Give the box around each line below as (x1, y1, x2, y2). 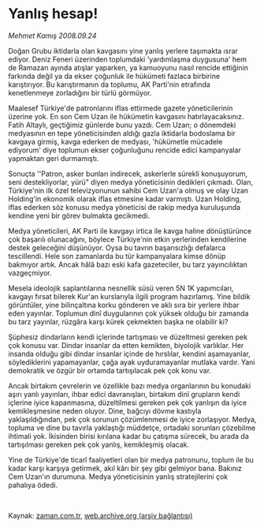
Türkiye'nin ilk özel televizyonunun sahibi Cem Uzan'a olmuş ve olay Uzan (8, 185, 249, 195)
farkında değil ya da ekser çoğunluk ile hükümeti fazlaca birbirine (8, 71, 221, 81)
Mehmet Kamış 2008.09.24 (8, 31, 97, 40)
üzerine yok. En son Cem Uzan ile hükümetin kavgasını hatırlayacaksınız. (8, 111, 244, 121)
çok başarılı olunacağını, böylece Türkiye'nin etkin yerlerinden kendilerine (8, 234, 247, 244)
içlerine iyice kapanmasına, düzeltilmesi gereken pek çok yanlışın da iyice (8, 398, 247, 407)
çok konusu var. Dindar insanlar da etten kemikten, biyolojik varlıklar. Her (8, 340, 244, 350)
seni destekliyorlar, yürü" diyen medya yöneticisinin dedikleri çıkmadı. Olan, (8, 177, 254, 186)
